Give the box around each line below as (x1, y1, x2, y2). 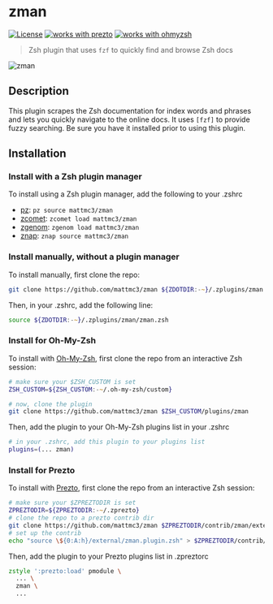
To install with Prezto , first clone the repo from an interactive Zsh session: (8, 483, 255, 493)
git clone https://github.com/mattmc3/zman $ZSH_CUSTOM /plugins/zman (8, 408, 249, 416)
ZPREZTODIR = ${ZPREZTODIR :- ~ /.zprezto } (8, 507, 140, 515)
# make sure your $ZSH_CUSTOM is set (8, 377, 136, 386)
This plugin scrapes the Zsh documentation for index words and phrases (8, 106, 252, 115)
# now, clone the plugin (8, 400, 93, 408)
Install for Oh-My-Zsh (8, 335, 96, 347)
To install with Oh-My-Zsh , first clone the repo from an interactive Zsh (8, 353, 242, 363)
